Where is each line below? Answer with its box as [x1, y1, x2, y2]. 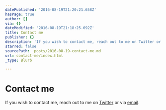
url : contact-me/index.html [5, 53, 64, 58]
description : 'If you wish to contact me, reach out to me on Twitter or [5, 39, 162, 44]
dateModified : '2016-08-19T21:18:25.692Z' [5, 26, 94, 31]
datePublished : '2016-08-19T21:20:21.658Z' [5, 7, 97, 12]
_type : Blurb [5, 58, 32, 63]
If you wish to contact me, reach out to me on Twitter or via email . [5, 100, 140, 106]
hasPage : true [5, 12, 35, 17]
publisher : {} [5, 35, 35, 40]
